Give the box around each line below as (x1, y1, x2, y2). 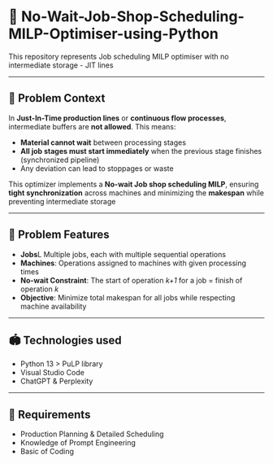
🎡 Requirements (8, 407, 91, 422)
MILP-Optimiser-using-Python (8, 24, 219, 43)
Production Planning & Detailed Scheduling (19, 429, 164, 439)
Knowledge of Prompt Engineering (19, 438, 136, 448)
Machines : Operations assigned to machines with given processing (19, 258, 246, 268)
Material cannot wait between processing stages (19, 138, 187, 147)
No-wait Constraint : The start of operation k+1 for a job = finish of (19, 275, 243, 285)
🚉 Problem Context (8, 91, 106, 105)
